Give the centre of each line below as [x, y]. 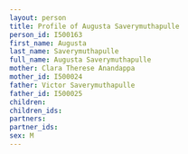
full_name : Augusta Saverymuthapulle [80, 60]
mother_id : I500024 [46, 77]
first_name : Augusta [48, 43]
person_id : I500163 [46, 34]
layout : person [38, 18]
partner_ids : [34, 128]
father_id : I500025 [46, 93]
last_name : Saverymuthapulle [64, 52]
